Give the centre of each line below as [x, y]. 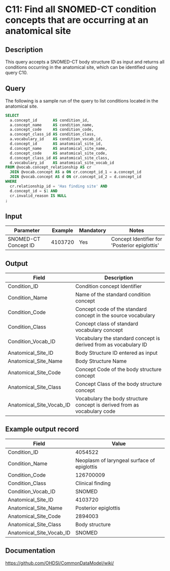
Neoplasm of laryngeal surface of [115, 460]
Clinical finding [93, 483]
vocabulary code [95, 411]
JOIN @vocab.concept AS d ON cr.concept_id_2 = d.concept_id [76, 177]
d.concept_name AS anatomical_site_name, [59, 148]
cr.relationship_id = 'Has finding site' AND [59, 186]
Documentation [30, 551]
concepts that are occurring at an [77, 20]
